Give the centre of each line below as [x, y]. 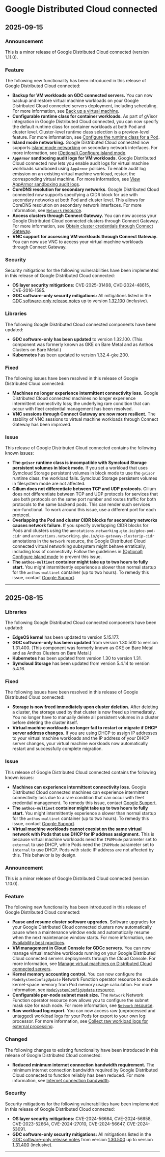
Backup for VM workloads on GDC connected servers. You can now [82, 95]
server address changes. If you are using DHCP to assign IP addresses [85, 733]
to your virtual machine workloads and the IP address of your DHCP [81, 738]
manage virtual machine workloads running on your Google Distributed [84, 953]
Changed [16, 1039]
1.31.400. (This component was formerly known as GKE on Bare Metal [83, 648]
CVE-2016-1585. [29, 290]
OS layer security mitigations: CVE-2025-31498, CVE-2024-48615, [81, 285]
